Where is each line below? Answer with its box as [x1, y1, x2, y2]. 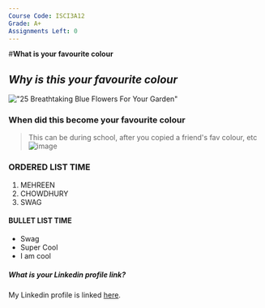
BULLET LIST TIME [8, 216, 72, 225]
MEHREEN [19, 180, 55, 190]
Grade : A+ [8, 19, 42, 28]
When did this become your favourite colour [8, 114, 186, 126]
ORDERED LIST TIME [8, 161, 91, 173]
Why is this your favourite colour [8, 72, 178, 86]
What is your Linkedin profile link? [8, 269, 126, 280]
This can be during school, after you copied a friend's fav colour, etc [28, 133, 258, 143]
